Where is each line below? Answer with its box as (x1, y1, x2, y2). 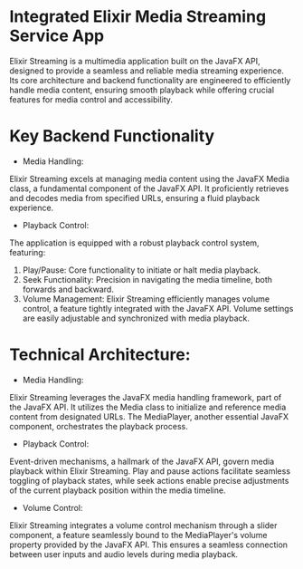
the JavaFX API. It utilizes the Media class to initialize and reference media (9, 401, 287, 412)
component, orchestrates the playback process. (9, 420, 188, 431)
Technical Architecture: (9, 344, 192, 365)
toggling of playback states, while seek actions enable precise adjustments (9, 475, 289, 486)
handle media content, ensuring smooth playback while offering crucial (9, 84, 274, 95)
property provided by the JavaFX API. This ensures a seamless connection (9, 539, 288, 550)
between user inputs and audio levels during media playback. (9, 548, 238, 559)
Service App (9, 25, 105, 46)
